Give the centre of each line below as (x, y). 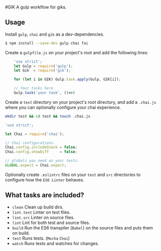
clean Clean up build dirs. (38, 207)
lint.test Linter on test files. (41, 212)
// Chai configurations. (30, 143)
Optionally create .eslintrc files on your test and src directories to (73, 174)
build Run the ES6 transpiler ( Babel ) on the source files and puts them (82, 228)
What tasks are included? (45, 195)
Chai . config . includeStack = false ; (41, 147)
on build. (21, 233)
